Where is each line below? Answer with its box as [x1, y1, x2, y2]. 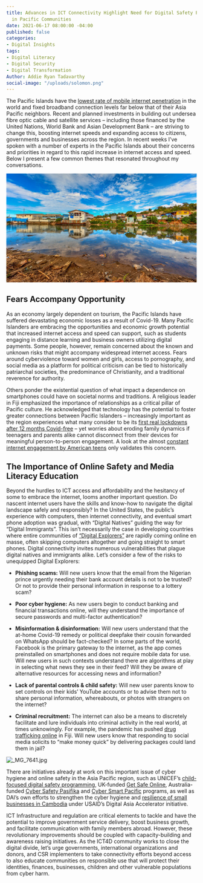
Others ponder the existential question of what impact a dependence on [6, 386, 185, 393]
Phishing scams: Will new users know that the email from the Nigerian [14, 569, 192, 577]
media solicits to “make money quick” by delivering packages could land [14, 738, 196, 746]
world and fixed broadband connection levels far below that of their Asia [6, 103, 186, 111]
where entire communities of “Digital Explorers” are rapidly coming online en [6, 532, 197, 539]
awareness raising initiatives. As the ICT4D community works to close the [6, 838, 189, 845]
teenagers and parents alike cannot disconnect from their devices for [6, 431, 179, 438]
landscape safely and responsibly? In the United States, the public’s [6, 506, 175, 513]
